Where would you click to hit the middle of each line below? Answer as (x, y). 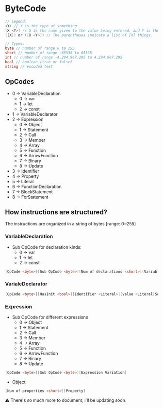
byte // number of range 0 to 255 (40, 48)
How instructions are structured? (56, 212)
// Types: (15, 44)
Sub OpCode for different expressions (50, 317)
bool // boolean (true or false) (39, 62)
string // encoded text (29, 66)
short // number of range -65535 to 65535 (49, 53)
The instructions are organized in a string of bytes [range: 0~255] (71, 224)
